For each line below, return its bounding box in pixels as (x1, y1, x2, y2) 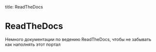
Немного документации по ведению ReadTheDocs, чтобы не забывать (5, 36, 152, 42)
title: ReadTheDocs (5, 4, 43, 10)
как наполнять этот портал (5, 42, 61, 47)
